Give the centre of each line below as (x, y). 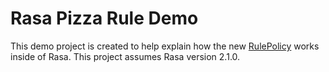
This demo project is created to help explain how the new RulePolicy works (165, 46)
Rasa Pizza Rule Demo (104, 18)
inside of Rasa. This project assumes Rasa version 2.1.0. (125, 56)
